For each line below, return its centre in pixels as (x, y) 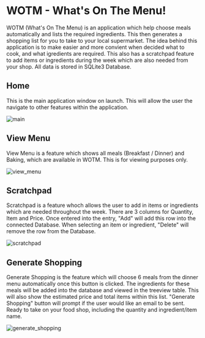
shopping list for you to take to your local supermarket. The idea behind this (102, 40)
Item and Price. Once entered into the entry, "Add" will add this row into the (101, 219)
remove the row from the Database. (51, 231)
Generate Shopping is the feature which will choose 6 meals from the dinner (102, 277)
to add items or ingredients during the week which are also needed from (97, 60)
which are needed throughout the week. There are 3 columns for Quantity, (100, 212)
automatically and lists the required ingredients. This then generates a (94, 34)
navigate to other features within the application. (67, 107)
